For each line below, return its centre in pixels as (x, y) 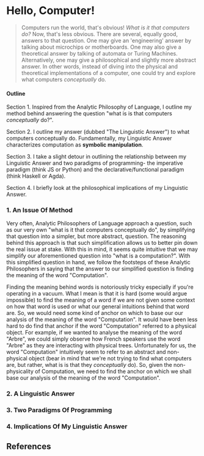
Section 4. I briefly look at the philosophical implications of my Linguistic (97, 188)
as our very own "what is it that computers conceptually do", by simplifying (101, 230)
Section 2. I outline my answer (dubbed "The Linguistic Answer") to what (98, 132)
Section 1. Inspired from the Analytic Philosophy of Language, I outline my (99, 107)
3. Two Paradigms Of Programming (59, 410)
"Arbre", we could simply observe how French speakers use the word (93, 339)
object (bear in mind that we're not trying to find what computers (110, 358)
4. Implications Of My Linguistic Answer (67, 427)
